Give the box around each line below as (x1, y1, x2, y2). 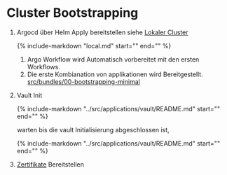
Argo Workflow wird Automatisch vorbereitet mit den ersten (27, 55, 200, 64)
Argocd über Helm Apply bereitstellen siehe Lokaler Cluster (16, 28, 188, 36)
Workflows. (27, 62, 60, 71)
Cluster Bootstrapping (6, 5, 139, 21)
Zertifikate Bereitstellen (16, 160, 85, 169)
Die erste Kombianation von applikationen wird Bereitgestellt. (27, 70, 204, 78)
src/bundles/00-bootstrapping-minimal (27, 77, 141, 85)
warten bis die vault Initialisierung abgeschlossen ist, (16, 125, 170, 134)
